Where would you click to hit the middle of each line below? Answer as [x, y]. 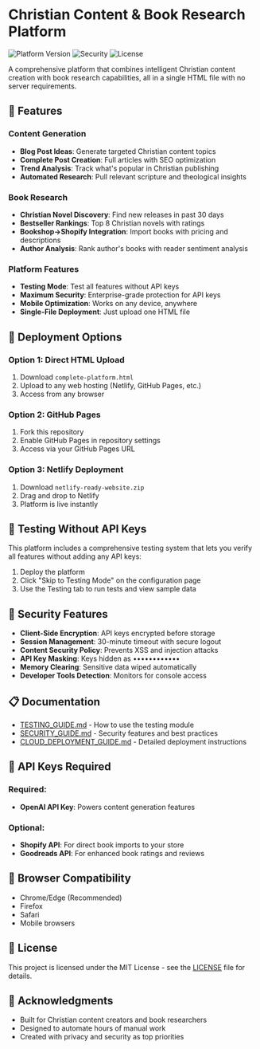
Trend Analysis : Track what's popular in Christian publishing [119, 168]
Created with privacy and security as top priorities [102, 1037]
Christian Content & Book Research [127, 15]
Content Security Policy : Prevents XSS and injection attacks [119, 650]
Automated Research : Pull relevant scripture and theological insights [133, 176]
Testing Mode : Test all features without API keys [99, 287]
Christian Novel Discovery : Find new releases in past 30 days [122, 214]
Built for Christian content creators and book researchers [113, 1020]
